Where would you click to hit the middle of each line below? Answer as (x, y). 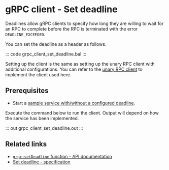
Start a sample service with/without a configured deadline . (74, 103)
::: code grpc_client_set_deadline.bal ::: (46, 54)
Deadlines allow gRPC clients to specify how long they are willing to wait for (84, 23)
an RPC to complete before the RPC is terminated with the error (72, 29)
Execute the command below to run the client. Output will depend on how (82, 112)
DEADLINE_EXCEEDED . (25, 34)
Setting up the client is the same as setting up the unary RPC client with (80, 64)
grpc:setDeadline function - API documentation (62, 156)
